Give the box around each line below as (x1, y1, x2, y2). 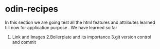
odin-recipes (5, 3, 58, 15)
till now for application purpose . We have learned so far (5, 24, 118, 30)
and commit (12, 39, 36, 45)
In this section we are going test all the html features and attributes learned (5, 19, 156, 25)
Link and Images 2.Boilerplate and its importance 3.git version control (12, 34, 152, 40)
